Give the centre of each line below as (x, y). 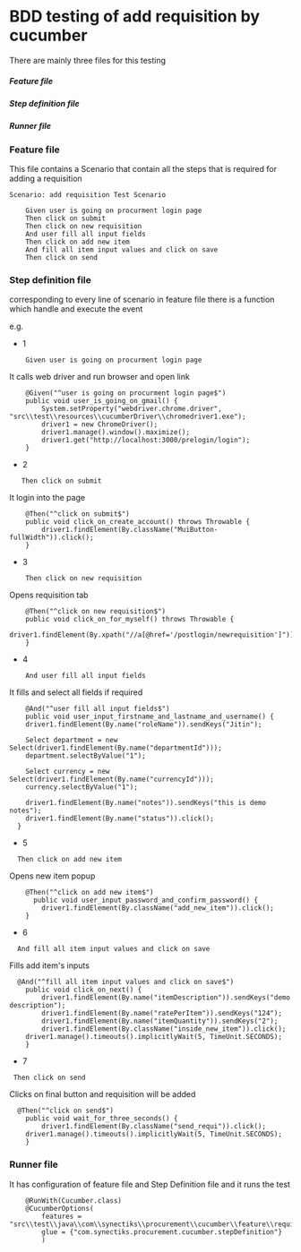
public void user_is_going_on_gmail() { (102, 401)
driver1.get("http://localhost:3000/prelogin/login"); (146, 441)
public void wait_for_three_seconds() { (102, 1119)
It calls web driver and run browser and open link (99, 377)
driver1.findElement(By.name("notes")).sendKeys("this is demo (146, 803)
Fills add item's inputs (49, 965)
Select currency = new (68, 772)
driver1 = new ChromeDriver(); (100, 424)
